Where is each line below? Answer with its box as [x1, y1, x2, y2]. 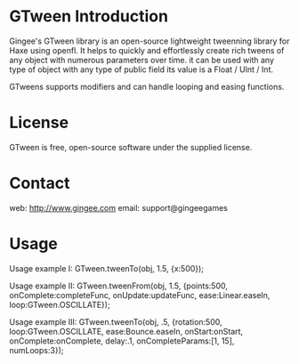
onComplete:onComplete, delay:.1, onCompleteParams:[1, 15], [9, 336, 235, 346]
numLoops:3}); [9, 344, 64, 355]
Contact [9, 174, 70, 193]
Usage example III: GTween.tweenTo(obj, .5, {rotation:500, [9, 316, 222, 327]
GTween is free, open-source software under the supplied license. [9, 142, 253, 152]
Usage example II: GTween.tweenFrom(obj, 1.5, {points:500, [9, 280, 229, 291]
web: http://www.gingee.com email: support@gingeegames [9, 202, 229, 213]
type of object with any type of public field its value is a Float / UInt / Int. [9, 64, 274, 75]
